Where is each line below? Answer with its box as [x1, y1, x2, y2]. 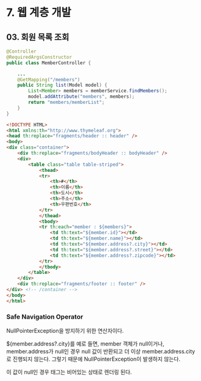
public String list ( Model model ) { [17, 82, 108, 89]
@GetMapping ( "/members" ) [17, 76, 80, 83]
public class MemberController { [6, 59, 91, 66]
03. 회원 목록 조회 [6, 32, 69, 42]
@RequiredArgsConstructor [6, 54, 72, 60]
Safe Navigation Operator [6, 313, 83, 321]
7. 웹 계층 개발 [6, 6, 71, 20]
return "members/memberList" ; [28, 99, 105, 105]
